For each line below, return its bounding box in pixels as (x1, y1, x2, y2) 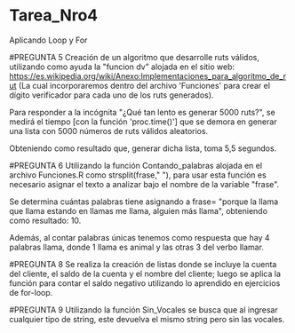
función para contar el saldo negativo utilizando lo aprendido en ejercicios (9, 277, 281, 289)
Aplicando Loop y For (9, 35, 88, 45)
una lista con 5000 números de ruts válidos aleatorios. (9, 125, 209, 136)
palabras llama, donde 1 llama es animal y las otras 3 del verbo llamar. (9, 242, 265, 252)
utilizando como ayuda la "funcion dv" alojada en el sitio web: (9, 61, 235, 72)
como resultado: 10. (9, 215, 82, 226)
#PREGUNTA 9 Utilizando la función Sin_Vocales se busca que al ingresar (9, 304, 278, 315)
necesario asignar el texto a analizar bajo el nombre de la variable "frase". (9, 178, 280, 189)
